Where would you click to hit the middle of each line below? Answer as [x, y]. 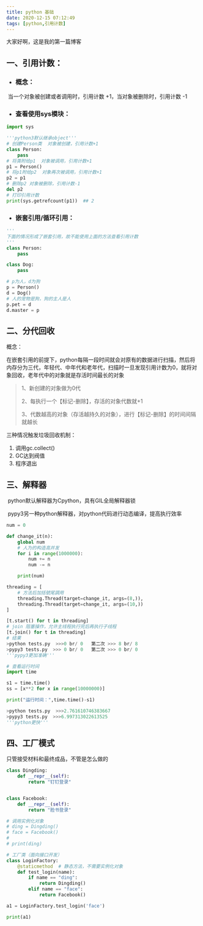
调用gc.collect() [35, 448]
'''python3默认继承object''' [42, 138]
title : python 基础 [30, 12]
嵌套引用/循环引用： [45, 217]
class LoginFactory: [33, 860]
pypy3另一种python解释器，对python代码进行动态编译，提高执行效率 [95, 514]
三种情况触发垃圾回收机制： [41, 435]
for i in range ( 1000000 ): [50, 553]
